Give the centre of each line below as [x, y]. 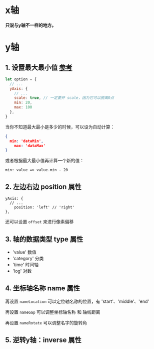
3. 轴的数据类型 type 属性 [44, 239]
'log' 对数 [22, 271]
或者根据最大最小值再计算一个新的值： [44, 161]
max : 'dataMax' [30, 146]
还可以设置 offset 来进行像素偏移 [39, 222]
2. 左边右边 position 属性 [43, 187]
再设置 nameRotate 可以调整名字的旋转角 [46, 322]
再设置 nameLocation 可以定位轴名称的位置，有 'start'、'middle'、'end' [77, 301]
